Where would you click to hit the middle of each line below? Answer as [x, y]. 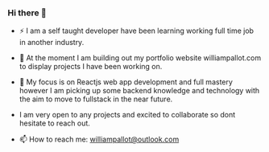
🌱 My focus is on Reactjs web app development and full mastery [126, 82]
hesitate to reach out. [54, 123]
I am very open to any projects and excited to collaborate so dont [127, 115]
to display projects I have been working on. [91, 67]
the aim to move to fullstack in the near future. [96, 99]
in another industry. [52, 43]
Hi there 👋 [27, 13]
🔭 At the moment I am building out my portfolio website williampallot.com [140, 58]
